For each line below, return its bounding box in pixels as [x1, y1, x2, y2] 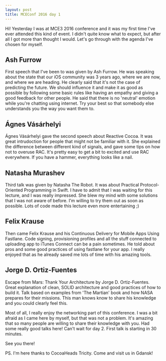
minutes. [5, 331, 23, 337]
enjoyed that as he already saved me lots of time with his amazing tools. [5, 251, 152, 257]
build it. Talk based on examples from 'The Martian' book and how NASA [5, 290, 153, 296]
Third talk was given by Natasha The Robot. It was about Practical [5, 181, 139, 187]
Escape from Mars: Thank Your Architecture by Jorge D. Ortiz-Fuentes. [5, 279, 150, 285]
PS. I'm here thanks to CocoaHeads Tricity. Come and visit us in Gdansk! [5, 350, 153, 356]
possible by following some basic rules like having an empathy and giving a [5, 90, 159, 96]
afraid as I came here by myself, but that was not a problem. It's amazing [5, 315, 153, 321]
